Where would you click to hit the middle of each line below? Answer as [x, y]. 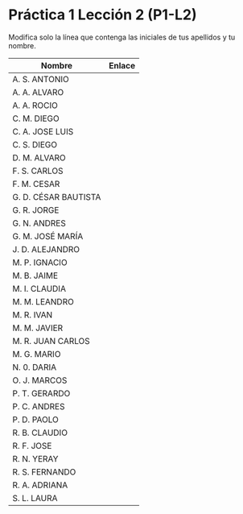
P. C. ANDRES [39, 406]
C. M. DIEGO [36, 118]
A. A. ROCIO [35, 105]
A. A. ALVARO [38, 92]
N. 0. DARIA [35, 367]
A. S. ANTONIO [41, 79]
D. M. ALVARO [39, 157]
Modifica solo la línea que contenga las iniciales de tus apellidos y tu [122, 37]
